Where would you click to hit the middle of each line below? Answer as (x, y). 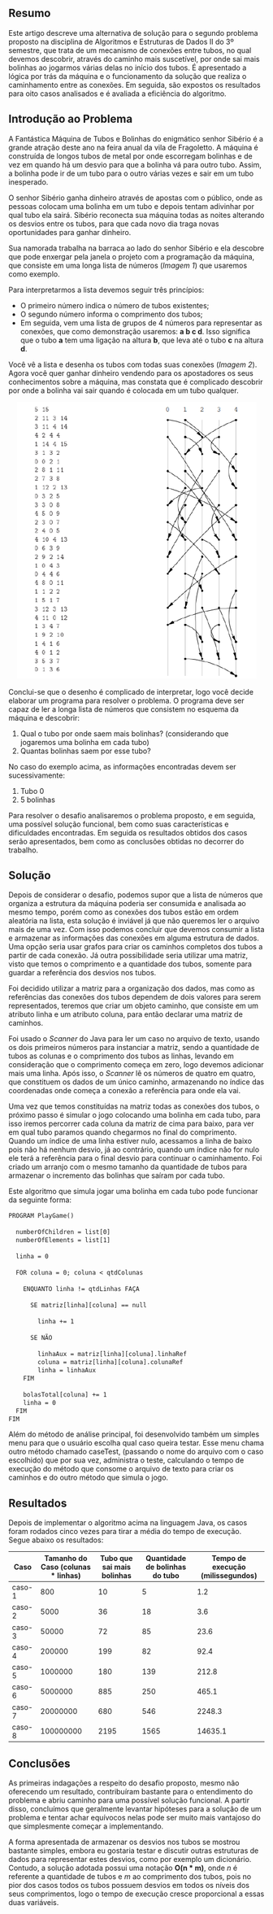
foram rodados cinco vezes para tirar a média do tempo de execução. (125, 1532)
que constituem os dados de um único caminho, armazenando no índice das (136, 1082)
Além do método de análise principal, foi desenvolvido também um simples (134, 1434)
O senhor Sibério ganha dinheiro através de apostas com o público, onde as (136, 198)
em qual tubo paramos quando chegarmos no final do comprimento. (123, 1132)
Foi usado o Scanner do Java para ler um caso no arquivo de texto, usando (134, 1039)
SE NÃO (41, 1338)
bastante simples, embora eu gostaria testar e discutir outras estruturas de (134, 1851)
